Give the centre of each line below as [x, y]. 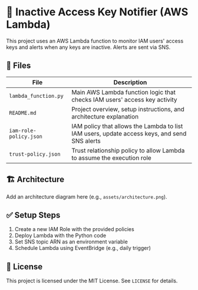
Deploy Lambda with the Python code [60, 236]
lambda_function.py [36, 96]
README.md [23, 113]
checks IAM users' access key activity [125, 100]
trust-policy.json [35, 154]
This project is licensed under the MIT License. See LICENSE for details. [92, 281]
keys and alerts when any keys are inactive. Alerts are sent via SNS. [88, 47]
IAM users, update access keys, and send [129, 133]
